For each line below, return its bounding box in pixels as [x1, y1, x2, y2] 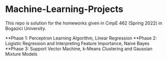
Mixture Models [5, 51, 37, 57]
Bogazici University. [5, 25, 46, 31]
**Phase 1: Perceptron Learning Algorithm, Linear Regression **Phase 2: [5, 35, 157, 41]
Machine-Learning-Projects [5, 3, 123, 15]
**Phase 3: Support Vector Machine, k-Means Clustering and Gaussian [5, 45, 152, 51]
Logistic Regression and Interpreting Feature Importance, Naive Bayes [5, 40, 150, 46]
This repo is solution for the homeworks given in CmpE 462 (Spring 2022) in [5, 20, 162, 26]
